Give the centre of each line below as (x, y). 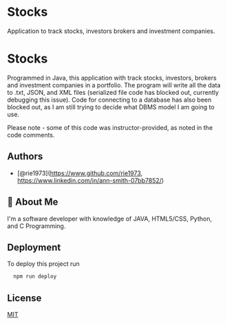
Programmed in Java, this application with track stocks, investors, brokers (112, 78)
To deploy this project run (44, 264)
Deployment (34, 247)
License (24, 298)
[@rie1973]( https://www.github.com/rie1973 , (80, 173)
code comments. (31, 135)
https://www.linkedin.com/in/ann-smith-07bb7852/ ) (90, 180)
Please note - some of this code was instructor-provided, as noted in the (110, 127)
